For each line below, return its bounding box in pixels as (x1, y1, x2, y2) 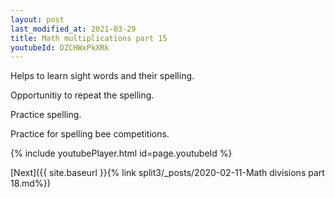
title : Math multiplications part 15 (10, 33, 168, 43)
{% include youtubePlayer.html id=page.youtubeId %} (10, 147, 233, 160)
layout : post (10, 14, 65, 25)
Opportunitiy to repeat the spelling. (10, 89, 155, 101)
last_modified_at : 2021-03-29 (10, 24, 137, 34)
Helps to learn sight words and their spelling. (10, 70, 195, 82)
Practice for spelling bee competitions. (10, 128, 170, 140)
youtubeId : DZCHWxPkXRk (10, 42, 110, 53)
